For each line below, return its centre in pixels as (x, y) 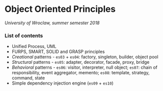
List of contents (24, 36)
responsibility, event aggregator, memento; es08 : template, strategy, (81, 73)
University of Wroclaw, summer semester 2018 (52, 23)
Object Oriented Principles (60, 9)
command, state (28, 78)
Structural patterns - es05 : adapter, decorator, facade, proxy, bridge (81, 62)
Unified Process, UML (34, 46)
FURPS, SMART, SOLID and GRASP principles (58, 52)
